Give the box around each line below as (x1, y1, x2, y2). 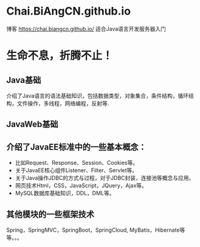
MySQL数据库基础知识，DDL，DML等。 (15, 190, 115, 197)
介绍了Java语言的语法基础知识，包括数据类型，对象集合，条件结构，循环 (6, 92, 189, 99)
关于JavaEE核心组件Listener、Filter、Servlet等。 (15, 167, 138, 174)
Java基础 (6, 75, 41, 85)
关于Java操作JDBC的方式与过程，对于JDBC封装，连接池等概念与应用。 (15, 175, 195, 182)
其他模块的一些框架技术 (6, 209, 94, 220)
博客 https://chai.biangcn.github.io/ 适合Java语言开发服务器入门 (6, 25, 166, 32)
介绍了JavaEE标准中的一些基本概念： (6, 142, 147, 152)
